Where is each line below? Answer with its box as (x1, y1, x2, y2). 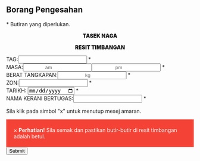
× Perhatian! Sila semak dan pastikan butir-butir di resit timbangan (14, 126, 177, 134)
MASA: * (6, 63, 165, 70)
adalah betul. (14, 133, 46, 140)
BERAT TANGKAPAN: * (6, 71, 131, 78)
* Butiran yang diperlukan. (6, 20, 70, 27)
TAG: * (6, 55, 91, 63)
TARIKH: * (6, 86, 79, 94)
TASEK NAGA (82, 32, 118, 39)
